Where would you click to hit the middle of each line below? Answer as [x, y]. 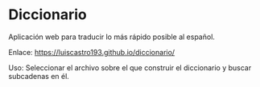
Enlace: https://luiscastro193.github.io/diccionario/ [92, 52]
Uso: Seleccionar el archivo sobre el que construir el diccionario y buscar [130, 67]
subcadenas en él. [39, 76]
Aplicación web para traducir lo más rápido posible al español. [112, 37]
